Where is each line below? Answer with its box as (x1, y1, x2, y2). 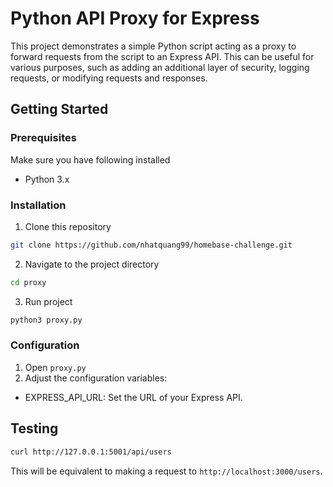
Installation (10, 198, 67, 212)
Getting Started (10, 101, 109, 118)
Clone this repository (24, 220, 112, 232)
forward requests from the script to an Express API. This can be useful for (10, 50, 315, 62)
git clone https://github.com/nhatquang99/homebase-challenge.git (10, 240, 293, 250)
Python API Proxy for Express (10, 7, 260, 30)
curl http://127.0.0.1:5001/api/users (10, 447, 172, 457)
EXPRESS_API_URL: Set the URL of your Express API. (24, 391, 243, 403)
